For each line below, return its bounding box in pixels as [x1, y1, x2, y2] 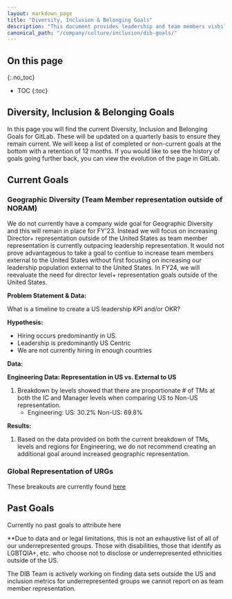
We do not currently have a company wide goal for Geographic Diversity [7, 219, 213, 228]
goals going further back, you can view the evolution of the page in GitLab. [7, 154, 220, 162]
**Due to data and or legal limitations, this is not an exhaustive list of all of [7, 534, 219, 542]
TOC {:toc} [17, 87, 48, 95]
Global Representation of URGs [7, 467, 114, 476]
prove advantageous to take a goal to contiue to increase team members [7, 248, 214, 257]
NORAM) [7, 204, 38, 213]
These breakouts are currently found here [7, 482, 126, 491]
